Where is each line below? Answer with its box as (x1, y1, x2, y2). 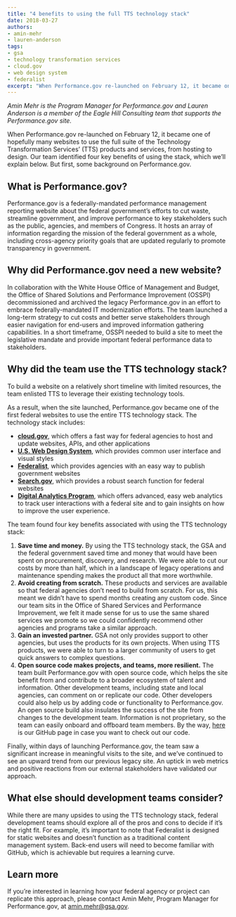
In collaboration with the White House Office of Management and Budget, (7, 283, 220, 291)
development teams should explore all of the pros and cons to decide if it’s (7, 818, 223, 827)
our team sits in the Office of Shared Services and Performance (17, 601, 202, 609)
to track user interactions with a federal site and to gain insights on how (17, 499, 225, 507)
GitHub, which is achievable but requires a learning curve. (7, 848, 176, 856)
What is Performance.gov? (7, 180, 128, 192)
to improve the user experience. (17, 506, 110, 514)
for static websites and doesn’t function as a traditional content (7, 833, 190, 842)
